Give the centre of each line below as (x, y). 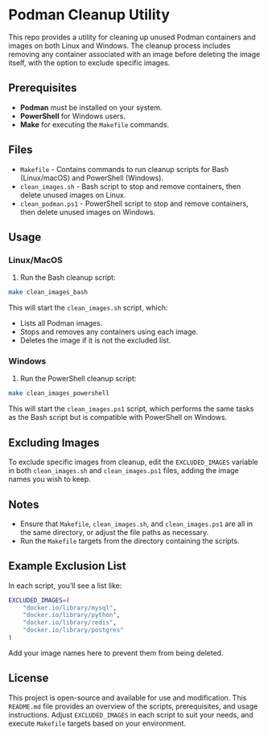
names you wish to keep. (49, 479)
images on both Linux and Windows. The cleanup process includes (120, 45)
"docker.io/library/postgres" (74, 630)
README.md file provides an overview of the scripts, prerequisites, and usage (133, 706)
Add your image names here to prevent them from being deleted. (116, 652)
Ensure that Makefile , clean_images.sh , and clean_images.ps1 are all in (136, 524)
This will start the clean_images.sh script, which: (88, 308)
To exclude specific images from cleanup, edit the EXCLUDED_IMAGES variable (134, 462)
